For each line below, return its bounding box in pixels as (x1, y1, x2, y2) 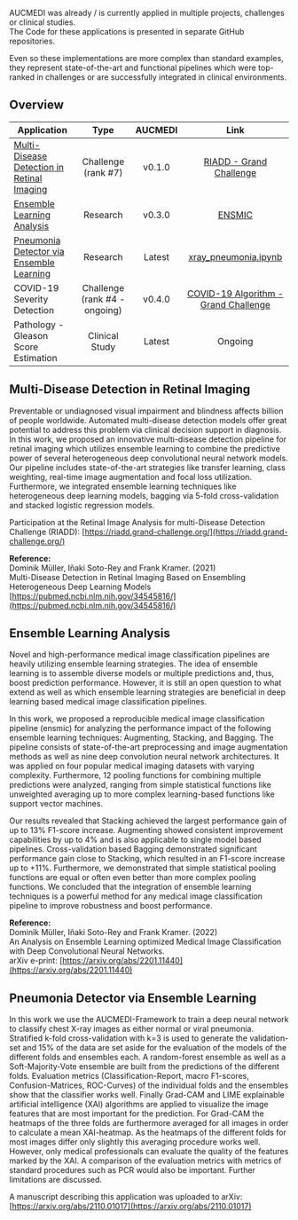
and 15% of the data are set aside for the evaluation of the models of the (22, 1043, 287, 1053)
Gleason (13, 329, 49, 342)
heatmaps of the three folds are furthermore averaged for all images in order (9, 1118, 289, 1129)
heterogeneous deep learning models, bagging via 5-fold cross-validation (9, 490, 279, 500)
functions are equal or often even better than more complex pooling (9, 872, 257, 883)
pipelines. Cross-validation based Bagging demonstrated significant (9, 844, 257, 854)
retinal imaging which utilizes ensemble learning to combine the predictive (9, 443, 281, 453)
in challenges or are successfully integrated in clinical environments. (36, 72, 287, 83)
